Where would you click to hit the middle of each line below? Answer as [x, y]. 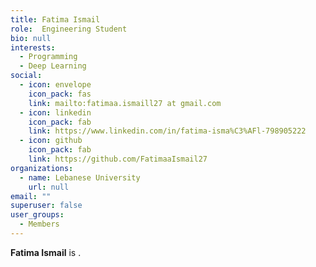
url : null [49, 187]
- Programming [48, 57]
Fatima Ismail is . [46, 252]
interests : [33, 47]
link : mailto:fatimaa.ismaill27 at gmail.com [125, 103]
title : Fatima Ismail [55, 19]
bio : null [31, 38]
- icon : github [51, 141]
